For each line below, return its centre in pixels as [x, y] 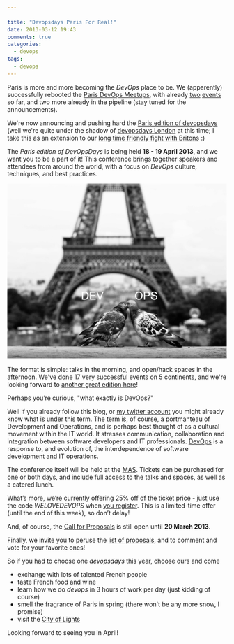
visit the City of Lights [49, 619]
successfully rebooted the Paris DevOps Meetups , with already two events [114, 94]
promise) [30, 611]
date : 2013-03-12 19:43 [42, 29]
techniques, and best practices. [53, 173]
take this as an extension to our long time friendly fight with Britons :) [106, 138]
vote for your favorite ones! [46, 547]
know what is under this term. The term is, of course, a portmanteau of [109, 419]
